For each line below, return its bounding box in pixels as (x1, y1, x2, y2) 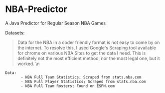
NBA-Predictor (5, 3, 67, 15)
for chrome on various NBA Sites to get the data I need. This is (17, 50, 146, 56)
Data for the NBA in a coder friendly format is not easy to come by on (17, 39, 160, 45)
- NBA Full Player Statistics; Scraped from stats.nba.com (20, 79, 146, 84)
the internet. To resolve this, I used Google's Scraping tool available (17, 44, 156, 50)
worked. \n (17, 60, 40, 66)
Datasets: (5, 29, 25, 35)
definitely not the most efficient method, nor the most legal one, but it (17, 55, 161, 61)
